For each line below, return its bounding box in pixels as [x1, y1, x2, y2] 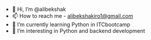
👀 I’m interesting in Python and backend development [11, 27, 146, 34]
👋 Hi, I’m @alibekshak [11, 6, 66, 13]
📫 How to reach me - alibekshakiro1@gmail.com [11, 13, 133, 19]
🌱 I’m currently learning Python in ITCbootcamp [11, 21, 131, 28]
